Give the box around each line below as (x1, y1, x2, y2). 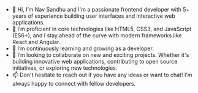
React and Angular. (12, 39, 61, 45)
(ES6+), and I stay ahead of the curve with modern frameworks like (12, 32, 182, 39)
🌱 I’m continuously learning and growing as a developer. (12, 45, 154, 52)
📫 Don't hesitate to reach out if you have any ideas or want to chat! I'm (12, 71, 192, 78)
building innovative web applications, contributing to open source (12, 58, 178, 65)
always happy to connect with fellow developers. (12, 80, 136, 87)
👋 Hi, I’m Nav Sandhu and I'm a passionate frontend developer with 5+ (12, 6, 190, 13)
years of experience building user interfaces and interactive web (12, 12, 176, 20)
